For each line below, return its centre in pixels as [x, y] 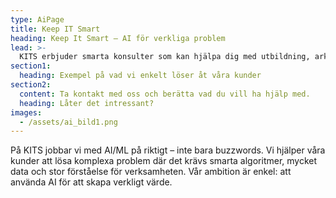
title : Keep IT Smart [55, 29]
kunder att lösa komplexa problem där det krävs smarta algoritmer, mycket [164, 161]
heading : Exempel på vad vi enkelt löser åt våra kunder [140, 76]
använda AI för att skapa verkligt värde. [91, 182]
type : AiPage [37, 19]
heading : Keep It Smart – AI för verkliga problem [118, 38]
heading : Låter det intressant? [87, 103]
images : [26, 112]
